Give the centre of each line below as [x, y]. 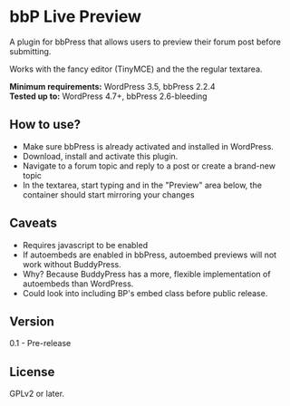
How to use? [45, 125]
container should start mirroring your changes [108, 194]
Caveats [33, 223]
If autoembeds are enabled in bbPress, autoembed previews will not [150, 255]
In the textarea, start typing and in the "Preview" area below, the [142, 185]
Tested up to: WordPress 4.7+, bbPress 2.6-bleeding [108, 96]
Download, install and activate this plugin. [100, 156]
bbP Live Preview [76, 17]
